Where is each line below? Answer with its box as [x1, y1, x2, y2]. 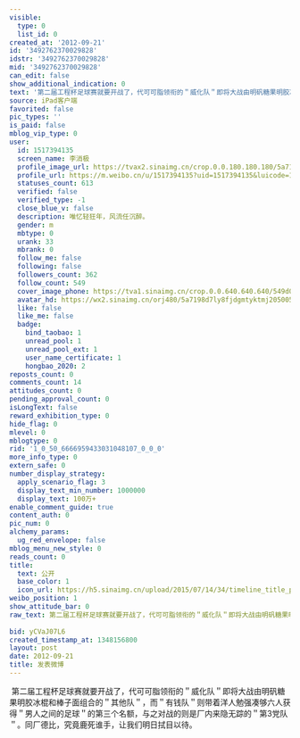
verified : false [17, 187, 78, 196]
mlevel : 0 [9, 427, 46, 437]
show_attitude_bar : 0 [9, 602, 90, 611]
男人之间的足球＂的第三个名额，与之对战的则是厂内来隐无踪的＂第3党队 [24, 708, 288, 718]
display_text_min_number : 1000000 [17, 485, 146, 495]
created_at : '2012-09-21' [9, 37, 105, 47]
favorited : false [9, 104, 74, 113]
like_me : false [17, 311, 74, 321]
